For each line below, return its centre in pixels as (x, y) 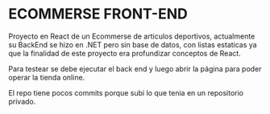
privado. (22, 101)
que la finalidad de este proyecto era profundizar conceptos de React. (125, 53)
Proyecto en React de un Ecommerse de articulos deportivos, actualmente (132, 36)
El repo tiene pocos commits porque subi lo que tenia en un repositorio (126, 92)
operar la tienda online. (47, 77)
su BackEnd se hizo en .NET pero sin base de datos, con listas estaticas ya (133, 44)
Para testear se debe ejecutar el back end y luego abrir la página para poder (135, 68)
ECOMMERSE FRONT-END (98, 14)
